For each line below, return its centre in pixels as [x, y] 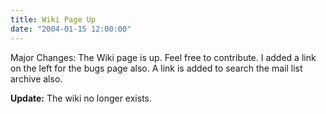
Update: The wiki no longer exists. [81, 98]
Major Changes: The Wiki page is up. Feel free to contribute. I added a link [163, 57]
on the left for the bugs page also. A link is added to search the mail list [156, 68]
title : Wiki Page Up [53, 19]
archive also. [36, 78]
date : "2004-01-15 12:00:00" [71, 29]
